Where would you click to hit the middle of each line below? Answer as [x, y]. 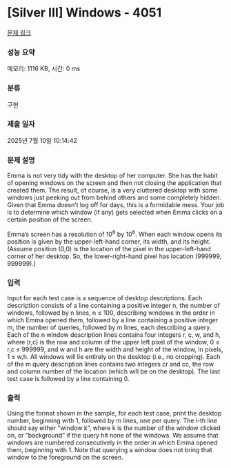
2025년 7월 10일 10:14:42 [42, 140]
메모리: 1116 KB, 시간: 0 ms [44, 69]
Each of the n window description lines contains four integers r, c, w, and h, [114, 335]
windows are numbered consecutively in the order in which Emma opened [113, 442]
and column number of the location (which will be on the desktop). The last [114, 371]
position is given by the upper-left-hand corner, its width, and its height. [109, 241]
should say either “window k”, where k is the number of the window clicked [114, 428]
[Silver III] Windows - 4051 [84, 13]
